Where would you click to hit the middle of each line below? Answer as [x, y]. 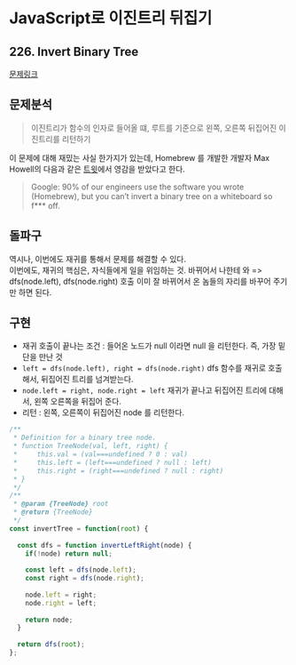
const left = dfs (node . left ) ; [81, 570]
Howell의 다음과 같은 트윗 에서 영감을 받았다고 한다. [97, 169]
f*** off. [45, 205]
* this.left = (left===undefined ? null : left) [113, 462]
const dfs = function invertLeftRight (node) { [105, 545]
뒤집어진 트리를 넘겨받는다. [87, 380]
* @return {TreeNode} [53, 512]
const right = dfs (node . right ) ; [85, 579]
